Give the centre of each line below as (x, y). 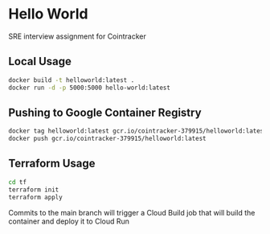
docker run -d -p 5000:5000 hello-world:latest (90, 88)
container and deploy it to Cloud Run (69, 221)
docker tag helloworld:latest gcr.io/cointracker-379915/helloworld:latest (138, 131)
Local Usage (40, 62)
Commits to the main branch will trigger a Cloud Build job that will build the (132, 212)
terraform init (34, 190)
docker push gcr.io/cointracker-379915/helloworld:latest (107, 139)
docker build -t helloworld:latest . (72, 80)
